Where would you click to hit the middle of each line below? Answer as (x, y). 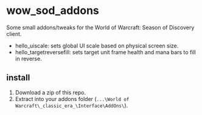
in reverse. (28, 58)
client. (14, 33)
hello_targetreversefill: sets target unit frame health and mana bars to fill (105, 52)
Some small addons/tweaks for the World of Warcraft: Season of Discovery (100, 27)
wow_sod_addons (53, 11)
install (18, 78)
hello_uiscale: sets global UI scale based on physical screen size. (97, 46)
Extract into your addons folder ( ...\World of (72, 99)
